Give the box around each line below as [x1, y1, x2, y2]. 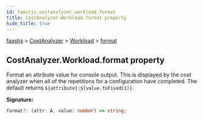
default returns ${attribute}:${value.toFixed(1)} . [6, 84, 134, 92]
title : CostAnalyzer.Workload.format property [6, 15, 127, 21]
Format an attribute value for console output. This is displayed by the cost [6, 71, 192, 78]
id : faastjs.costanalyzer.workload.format [6, 9, 116, 15]
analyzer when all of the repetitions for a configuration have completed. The [6, 78, 198, 85]
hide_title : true [6, 20, 51, 26]
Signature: [6, 96, 34, 103]
